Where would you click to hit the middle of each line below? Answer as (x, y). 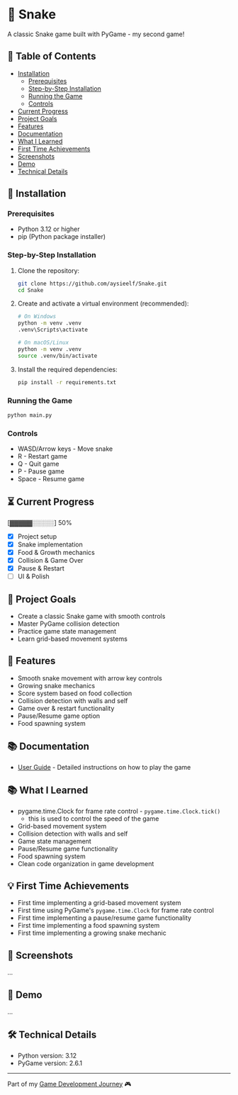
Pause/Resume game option (59, 716)
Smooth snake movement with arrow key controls (90, 678)
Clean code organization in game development (86, 863)
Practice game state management (67, 631)
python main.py (30, 415)
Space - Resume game (51, 479)
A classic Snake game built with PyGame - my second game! (96, 34)
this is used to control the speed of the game (93, 819)
